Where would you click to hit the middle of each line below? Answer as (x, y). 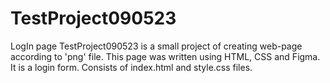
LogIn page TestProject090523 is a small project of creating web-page (156, 46)
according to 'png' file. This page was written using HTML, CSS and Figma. (165, 56)
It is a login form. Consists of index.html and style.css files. (131, 67)
